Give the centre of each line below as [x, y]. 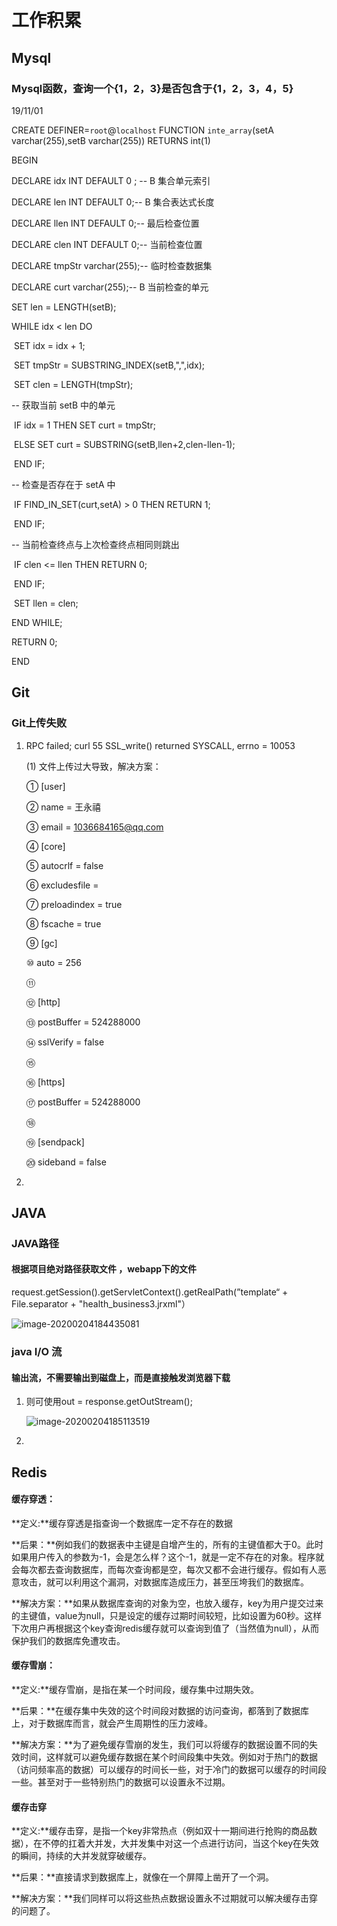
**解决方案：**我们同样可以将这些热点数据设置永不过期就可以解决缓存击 [160, 1898]
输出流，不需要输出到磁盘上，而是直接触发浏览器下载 [121, 1377]
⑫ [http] [43, 1002]
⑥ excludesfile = [62, 885]
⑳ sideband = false [66, 1162]
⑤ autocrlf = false [64, 865]
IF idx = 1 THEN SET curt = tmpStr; [84, 425]
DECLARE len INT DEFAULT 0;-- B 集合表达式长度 [113, 202]
